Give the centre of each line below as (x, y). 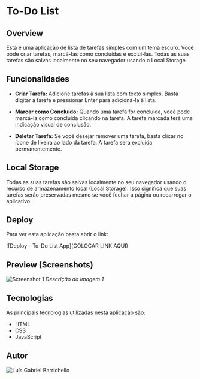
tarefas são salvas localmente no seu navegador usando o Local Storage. (97, 60)
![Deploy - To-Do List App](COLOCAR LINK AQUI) (67, 246)
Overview (25, 33)
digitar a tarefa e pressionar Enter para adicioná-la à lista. (86, 100)
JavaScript (28, 337)
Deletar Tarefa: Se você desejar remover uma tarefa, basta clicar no (99, 136)
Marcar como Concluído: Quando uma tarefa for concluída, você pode (102, 112)
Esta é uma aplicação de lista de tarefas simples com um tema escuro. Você (100, 47)
